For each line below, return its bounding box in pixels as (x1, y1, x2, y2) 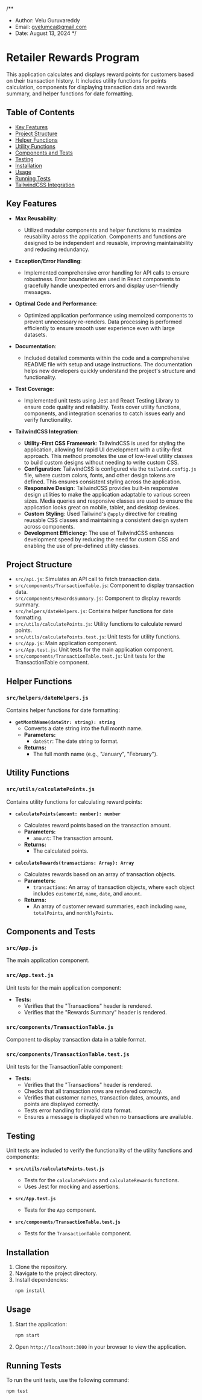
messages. (24, 288, 51, 295)
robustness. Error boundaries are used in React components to (24, 275, 181, 282)
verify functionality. (24, 416, 72, 423)
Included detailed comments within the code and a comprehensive (24, 354, 190, 361)
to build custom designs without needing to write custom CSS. (24, 459, 179, 466)
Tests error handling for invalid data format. (24, 1107, 132, 1114)
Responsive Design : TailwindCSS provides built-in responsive (24, 484, 179, 491)
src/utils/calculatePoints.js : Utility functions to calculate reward (14, 620, 182, 628)
